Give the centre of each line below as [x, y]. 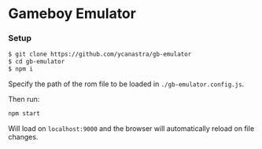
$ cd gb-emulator [37, 62]
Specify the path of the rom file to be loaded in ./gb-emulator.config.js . [126, 84]
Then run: [24, 100]
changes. [23, 136]
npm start [24, 114]
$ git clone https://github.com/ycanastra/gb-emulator [100, 55]
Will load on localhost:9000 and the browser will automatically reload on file [131, 128]
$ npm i [21, 69]
